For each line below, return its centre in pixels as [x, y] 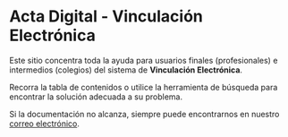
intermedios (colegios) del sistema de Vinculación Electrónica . [126, 70]
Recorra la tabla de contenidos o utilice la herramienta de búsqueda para [144, 87]
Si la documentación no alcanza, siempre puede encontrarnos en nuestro [144, 114]
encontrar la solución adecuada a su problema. [96, 97]
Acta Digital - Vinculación [106, 17]
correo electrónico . [45, 124]
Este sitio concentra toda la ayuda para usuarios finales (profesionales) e [144, 60]
